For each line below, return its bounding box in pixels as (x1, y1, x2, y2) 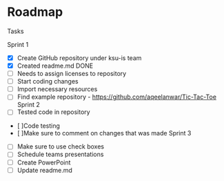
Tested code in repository (17, 108, 91, 116)
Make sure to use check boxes (17, 142, 105, 151)
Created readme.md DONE (17, 61, 94, 70)
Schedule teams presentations (17, 150, 104, 159)
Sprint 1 (7, 40, 29, 48)
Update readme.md (17, 166, 72, 174)
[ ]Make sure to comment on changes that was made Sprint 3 (17, 129, 192, 137)
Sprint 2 (17, 101, 40, 109)
